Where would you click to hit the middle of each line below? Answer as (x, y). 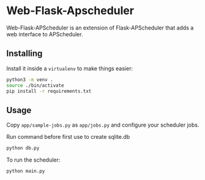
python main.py (26, 171)
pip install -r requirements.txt (49, 91)
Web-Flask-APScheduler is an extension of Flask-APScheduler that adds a (100, 28)
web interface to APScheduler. (45, 34)
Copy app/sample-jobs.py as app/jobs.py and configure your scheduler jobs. (103, 125)
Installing (24, 54)
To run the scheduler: (33, 160)
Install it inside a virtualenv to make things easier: (70, 68)
